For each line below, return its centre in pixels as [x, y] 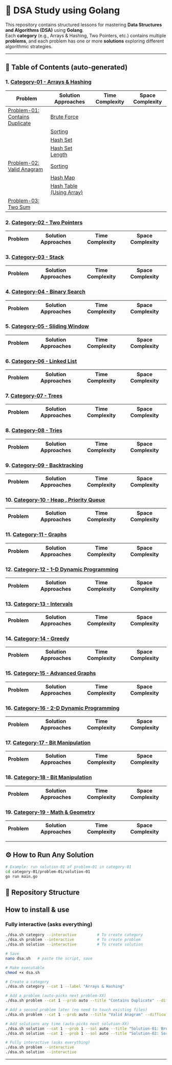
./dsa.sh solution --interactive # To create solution [74, 945]
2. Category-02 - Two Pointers [44, 222]
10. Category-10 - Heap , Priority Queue [55, 500]
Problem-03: [24, 200]
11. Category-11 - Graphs [36, 535]
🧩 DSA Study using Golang [63, 11]
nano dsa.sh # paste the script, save [49, 958]
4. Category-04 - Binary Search [45, 292]
